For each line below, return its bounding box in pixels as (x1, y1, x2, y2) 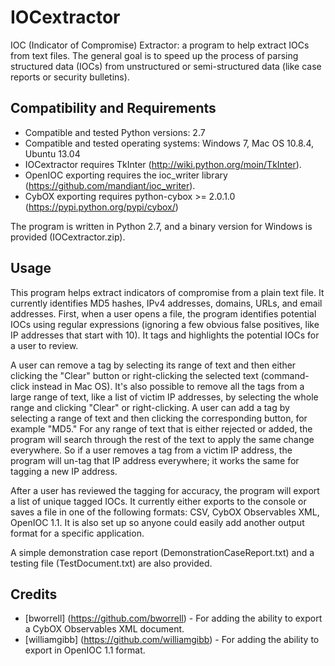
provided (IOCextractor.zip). (10, 231, 126, 243)
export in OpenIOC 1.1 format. (24, 644, 146, 656)
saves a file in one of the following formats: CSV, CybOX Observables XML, (10, 506, 320, 518)
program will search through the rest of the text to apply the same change (10, 433, 315, 445)
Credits (10, 586, 58, 603)
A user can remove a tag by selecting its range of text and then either (10, 359, 297, 371)
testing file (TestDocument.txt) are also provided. (10, 557, 213, 569)
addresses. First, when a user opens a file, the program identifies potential (10, 307, 317, 320)
